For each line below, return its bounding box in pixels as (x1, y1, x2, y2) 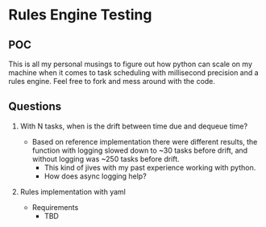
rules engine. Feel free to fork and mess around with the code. (8, 77, 216, 86)
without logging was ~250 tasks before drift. (31, 153, 180, 163)
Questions (8, 99, 62, 114)
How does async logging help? (44, 171, 147, 181)
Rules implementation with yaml (19, 187, 127, 196)
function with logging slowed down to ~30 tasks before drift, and (31, 145, 248, 155)
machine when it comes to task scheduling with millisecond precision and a (8, 68, 260, 78)
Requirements (31, 202, 79, 212)
